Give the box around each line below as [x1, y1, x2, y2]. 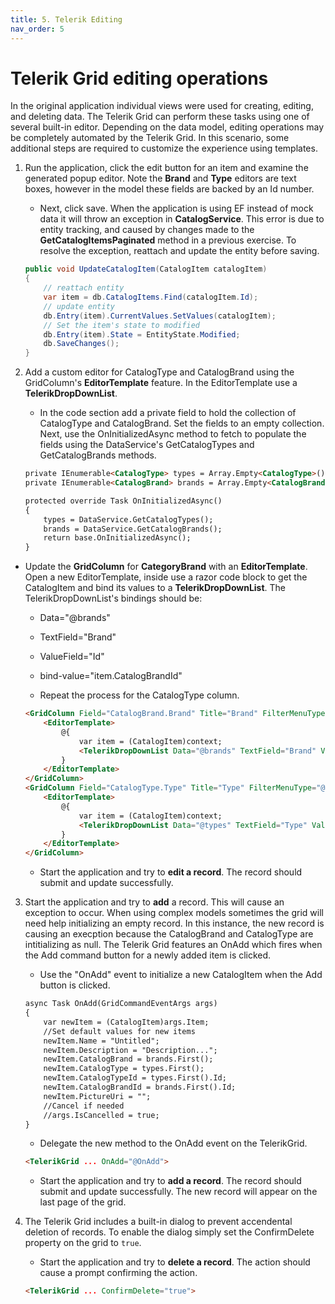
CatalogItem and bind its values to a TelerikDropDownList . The [24, 582, 287, 594]
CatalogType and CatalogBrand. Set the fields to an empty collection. [39, 417, 325, 430]
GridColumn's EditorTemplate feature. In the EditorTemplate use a [24, 377, 298, 389]
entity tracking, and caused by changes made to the [39, 224, 255, 236]
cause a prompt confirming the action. [39, 1267, 198, 1279]
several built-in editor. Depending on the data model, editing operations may [10, 121, 325, 133]
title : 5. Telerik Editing [10, 14, 123, 25]
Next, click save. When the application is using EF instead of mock [39, 202, 314, 215]
